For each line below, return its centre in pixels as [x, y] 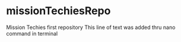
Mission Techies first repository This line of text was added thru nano [91, 27]
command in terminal [32, 33]
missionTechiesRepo [58, 11]
